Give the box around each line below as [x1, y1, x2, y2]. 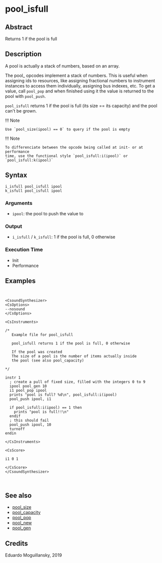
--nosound [5, 307, 25, 312]
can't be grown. [5, 108, 37, 113]
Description [5, 50, 42, 58]
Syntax [5, 171, 27, 180]
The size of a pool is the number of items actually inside [11, 354, 137, 359]
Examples [5, 276, 36, 285]
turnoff [9, 427, 25, 431]
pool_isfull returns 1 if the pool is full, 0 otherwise [11, 341, 131, 346]
